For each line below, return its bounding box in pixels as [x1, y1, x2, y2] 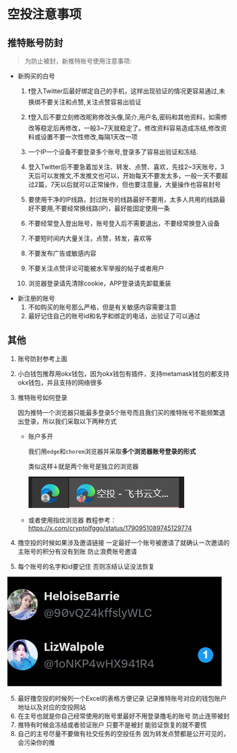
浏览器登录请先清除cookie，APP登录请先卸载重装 [28, 279, 171, 287]
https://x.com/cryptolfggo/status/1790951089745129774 [28, 524, 193, 532]
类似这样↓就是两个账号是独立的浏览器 [28, 462, 139, 470]
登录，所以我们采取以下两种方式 [23, 417, 117, 426]
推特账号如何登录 [17, 393, 68, 402]
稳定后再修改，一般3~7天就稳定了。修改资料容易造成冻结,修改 [40, 124, 221, 132]
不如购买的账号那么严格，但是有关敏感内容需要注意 [28, 303, 177, 311]
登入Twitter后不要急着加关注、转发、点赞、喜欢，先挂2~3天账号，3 [28, 163, 224, 171]
